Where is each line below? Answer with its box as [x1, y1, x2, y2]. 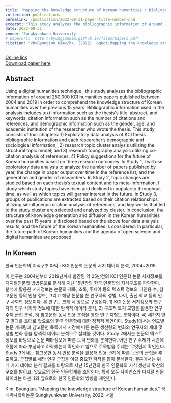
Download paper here [5, 59, 51, 66]
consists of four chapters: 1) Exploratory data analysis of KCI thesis [5, 131, 146, 137]
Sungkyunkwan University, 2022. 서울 [35, 392, 115, 398]
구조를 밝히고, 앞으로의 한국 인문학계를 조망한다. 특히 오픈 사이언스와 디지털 [5, 369, 155, 375]
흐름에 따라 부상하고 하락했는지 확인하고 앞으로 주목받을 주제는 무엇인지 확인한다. [5, 344, 166, 350]
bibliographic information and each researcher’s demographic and [5, 137, 144, 143]
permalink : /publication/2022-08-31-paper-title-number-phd [5, 17, 136, 22]
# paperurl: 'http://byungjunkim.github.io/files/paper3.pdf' [5, 36, 140, 41]
